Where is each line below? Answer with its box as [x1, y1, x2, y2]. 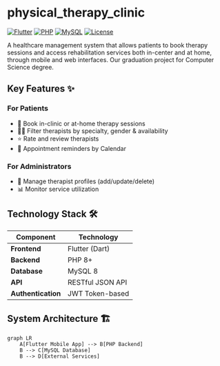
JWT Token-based [68, 288, 130, 298]
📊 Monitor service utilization [17, 185, 99, 193]
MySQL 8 [68, 266, 99, 276]
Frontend [10, 243, 41, 253]
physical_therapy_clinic [7, 5, 146, 21]
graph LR [7, 334, 32, 342]
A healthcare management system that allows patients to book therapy [7, 41, 208, 49]
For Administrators [7, 161, 72, 171]
